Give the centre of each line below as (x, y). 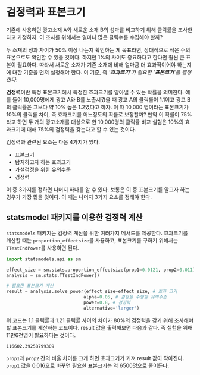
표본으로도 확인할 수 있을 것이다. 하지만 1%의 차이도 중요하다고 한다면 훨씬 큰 (95, 57)
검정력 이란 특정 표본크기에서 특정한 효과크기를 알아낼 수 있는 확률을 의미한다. (95, 92)
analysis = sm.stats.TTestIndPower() (53, 275)
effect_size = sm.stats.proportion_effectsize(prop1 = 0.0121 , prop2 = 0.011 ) (101, 270)
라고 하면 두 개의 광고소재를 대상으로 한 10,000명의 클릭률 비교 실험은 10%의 (95, 122)
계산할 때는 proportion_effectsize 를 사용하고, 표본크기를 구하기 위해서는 (92, 240)
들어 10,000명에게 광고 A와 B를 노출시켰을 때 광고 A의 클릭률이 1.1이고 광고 (99, 99)
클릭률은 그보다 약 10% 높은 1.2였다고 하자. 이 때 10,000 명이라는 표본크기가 (100, 107)
